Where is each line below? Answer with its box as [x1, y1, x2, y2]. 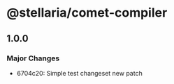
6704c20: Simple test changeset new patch [16, 69, 143, 77]
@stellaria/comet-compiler [6, 5, 168, 21]
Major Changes [6, 53, 60, 63]
